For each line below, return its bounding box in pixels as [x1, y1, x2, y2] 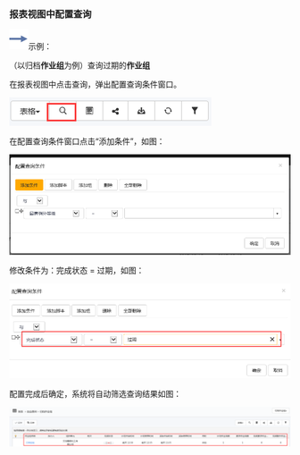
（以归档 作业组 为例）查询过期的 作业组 [9, 60, 150, 71]
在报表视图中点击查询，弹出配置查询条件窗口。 [9, 79, 181, 90]
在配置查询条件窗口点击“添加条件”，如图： [9, 136, 165, 147]
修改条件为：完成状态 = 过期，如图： [9, 265, 145, 275]
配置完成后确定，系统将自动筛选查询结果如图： [9, 388, 181, 399]
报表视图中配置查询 [9, 7, 92, 20]
